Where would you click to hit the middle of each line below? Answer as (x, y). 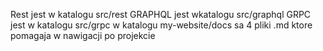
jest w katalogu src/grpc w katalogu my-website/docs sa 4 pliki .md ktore (161, 25)
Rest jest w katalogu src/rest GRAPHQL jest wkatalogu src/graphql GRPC (161, 14)
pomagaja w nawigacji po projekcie (83, 35)
